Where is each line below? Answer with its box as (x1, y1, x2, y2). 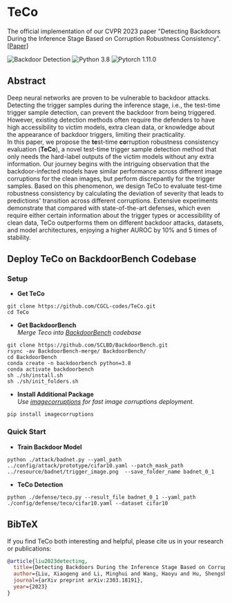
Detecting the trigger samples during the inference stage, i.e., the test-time (7, 101, 221, 109)
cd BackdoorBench (7, 354, 57, 361)
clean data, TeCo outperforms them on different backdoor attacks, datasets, (7, 219, 224, 227)
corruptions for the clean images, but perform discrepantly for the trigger (7, 174, 215, 183)
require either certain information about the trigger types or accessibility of (7, 211, 221, 219)
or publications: (7, 544, 52, 553)
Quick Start (7, 427, 46, 436)
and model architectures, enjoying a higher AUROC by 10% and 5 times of (7, 225, 217, 234)
